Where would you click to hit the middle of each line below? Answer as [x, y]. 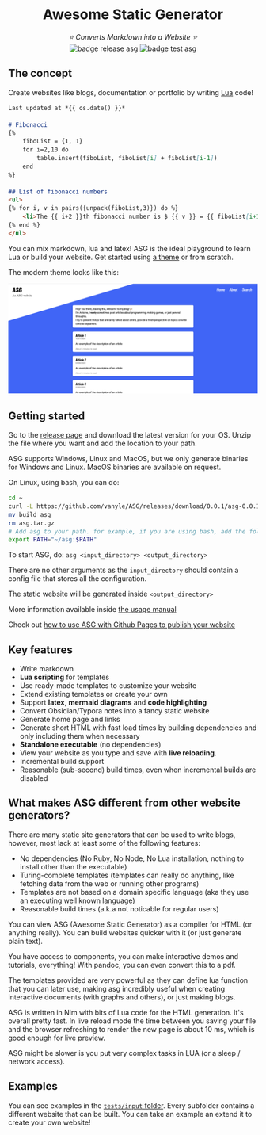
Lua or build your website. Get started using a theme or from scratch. [121, 257]
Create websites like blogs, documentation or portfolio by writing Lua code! [131, 92]
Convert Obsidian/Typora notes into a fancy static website [114, 711]
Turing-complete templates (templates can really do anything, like [127, 875]
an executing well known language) [78, 900]
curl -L [21, 506]
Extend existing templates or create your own [93, 694]
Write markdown [46, 669]
